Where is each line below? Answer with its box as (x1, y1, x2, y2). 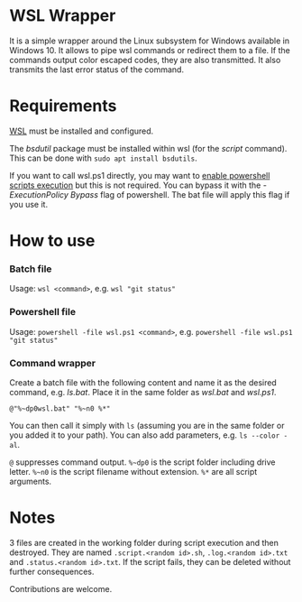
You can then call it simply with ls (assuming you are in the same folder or (9, 420, 285, 431)
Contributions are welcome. (9, 583, 113, 594)
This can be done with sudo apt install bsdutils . (9, 153, 197, 163)
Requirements (9, 96, 117, 116)
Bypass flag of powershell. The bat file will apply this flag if (70, 189, 290, 199)
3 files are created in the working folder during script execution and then (9, 537, 279, 548)
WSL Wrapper (9, 5, 116, 26)
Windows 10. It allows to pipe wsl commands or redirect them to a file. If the (9, 44, 290, 55)
